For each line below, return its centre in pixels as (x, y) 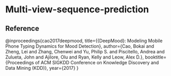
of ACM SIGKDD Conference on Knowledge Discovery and (97, 62)
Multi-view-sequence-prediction (77, 9)
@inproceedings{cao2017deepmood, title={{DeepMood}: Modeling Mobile (84, 41)
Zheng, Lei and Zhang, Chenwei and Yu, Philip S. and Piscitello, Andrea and (85, 52)
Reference (22, 28)
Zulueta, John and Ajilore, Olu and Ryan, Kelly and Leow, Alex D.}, (75, 57)
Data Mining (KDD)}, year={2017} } (42, 68)
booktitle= (156, 57)
